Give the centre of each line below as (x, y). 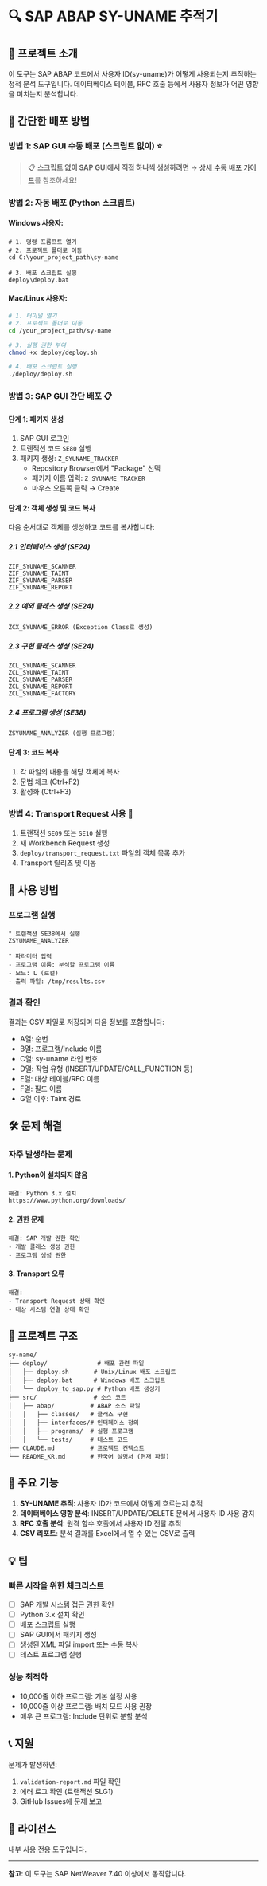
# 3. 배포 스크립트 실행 (43, 273)
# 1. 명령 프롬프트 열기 (43, 242)
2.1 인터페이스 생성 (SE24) (49, 547)
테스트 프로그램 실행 (50, 1655)
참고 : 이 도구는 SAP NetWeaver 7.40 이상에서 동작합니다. (97, 1874)
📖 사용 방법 (34, 890)
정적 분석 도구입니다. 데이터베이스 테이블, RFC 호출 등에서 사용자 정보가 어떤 (126, 84)
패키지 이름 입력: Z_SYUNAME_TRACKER (88, 478)
